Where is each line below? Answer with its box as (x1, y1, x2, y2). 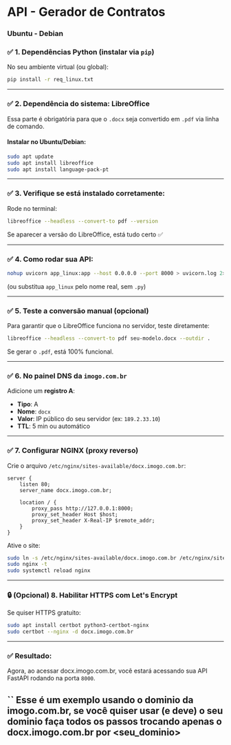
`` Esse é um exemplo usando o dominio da (7, 694, 194, 706)
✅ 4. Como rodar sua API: (7, 254, 94, 264)
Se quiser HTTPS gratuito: (7, 609, 81, 617)
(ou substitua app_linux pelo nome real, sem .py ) (7, 282, 146, 290)
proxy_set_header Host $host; (32, 511, 118, 518)
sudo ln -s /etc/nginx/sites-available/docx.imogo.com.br (7, 554, 177, 562)
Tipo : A (16, 400, 38, 409)
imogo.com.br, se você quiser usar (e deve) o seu (7, 704, 223, 717)
